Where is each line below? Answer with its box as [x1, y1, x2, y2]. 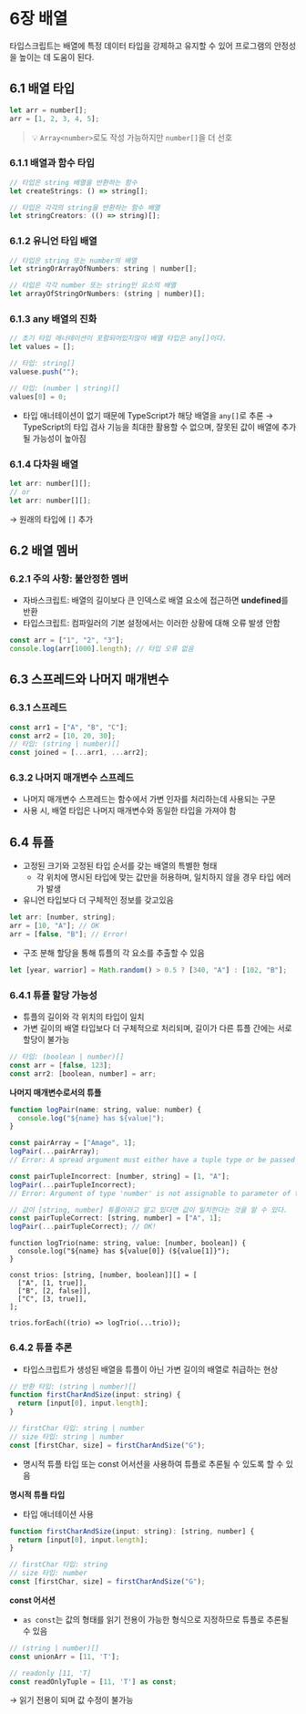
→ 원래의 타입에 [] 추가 [9, 513, 94, 524]
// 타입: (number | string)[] [9, 384, 120, 393]
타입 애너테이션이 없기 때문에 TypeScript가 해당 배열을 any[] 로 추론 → [22, 409, 274, 420]
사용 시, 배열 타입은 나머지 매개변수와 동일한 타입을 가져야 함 [22, 805, 237, 816]
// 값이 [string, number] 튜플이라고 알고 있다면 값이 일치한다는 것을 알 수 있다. [9, 1205, 289, 1214]
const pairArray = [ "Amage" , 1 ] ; [9, 1139, 137, 1148]
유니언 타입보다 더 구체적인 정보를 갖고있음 [22, 894, 175, 905]
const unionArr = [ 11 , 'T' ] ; [9, 1652, 120, 1661]
